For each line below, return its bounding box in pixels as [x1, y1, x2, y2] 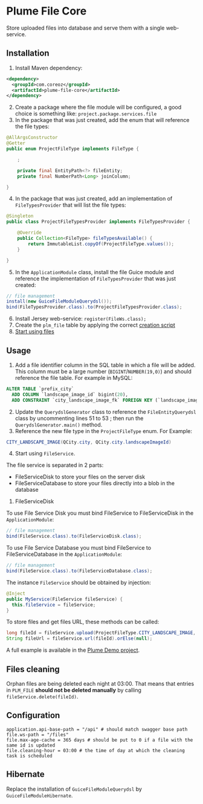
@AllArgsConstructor [6, 135, 59, 141]
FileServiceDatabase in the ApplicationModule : [6, 551, 123, 558]
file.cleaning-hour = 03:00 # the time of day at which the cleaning [6, 747, 185, 753]
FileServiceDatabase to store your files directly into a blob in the [14, 480, 175, 487]
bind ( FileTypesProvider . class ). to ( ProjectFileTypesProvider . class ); [6, 304, 182, 310]
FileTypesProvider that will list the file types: [14, 201, 126, 209]
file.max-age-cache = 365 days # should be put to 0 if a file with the [6, 737, 193, 743]
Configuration [6, 710, 60, 721]
